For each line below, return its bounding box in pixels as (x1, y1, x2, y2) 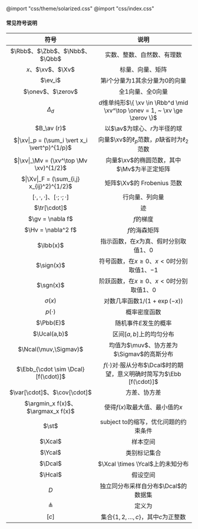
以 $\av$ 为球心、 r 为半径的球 (104, 124, 183, 133)
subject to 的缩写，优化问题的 (100, 418, 181, 426)
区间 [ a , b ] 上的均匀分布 (112, 330, 175, 339)
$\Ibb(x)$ (37, 241, 64, 249)
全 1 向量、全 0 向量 (118, 88, 168, 96)
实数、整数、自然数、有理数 (105, 51, 182, 59)
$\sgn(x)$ (36, 281, 65, 290)
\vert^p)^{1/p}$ (29, 144, 72, 152)
